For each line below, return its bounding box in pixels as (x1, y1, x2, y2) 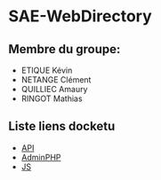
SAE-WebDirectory (8, 6, 152, 27)
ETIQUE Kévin (20, 65, 73, 75)
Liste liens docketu (8, 119, 116, 134)
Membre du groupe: (8, 42, 121, 57)
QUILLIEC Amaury (20, 84, 88, 94)
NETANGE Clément (20, 74, 92, 85)
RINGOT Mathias (20, 93, 83, 104)
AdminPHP (20, 152, 61, 162)
